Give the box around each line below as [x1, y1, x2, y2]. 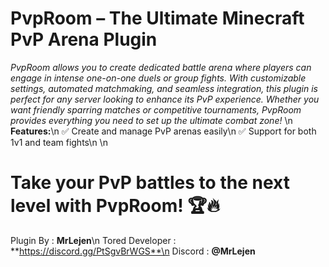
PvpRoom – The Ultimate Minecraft [10, 7, 305, 30]
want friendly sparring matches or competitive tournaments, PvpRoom [10, 103, 302, 116]
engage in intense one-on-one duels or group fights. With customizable [10, 72, 307, 84]
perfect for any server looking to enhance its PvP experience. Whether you [10, 93, 320, 105]
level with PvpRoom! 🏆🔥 [10, 195, 220, 217]
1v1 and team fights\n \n [10, 136, 108, 148]
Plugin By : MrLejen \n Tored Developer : [10, 234, 177, 246]
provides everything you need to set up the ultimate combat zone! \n [10, 114, 293, 126]
